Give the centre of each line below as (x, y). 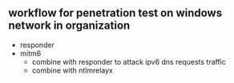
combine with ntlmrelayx (73, 70)
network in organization (69, 26)
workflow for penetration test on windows (115, 13)
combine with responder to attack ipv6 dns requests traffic (129, 61)
